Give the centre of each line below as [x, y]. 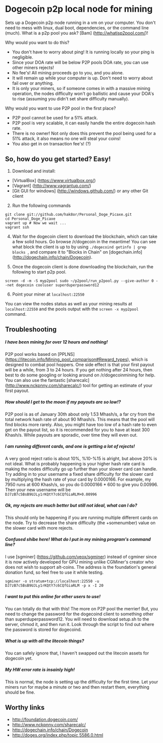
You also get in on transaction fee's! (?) [51, 143]
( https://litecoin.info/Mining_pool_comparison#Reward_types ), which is [76, 360]
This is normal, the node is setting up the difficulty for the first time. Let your [82, 682]
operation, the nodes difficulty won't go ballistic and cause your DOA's [83, 93]
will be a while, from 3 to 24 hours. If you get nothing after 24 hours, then [79, 370]
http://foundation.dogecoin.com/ [45, 719]
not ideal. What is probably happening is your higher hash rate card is [75, 464]
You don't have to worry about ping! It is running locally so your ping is [83, 52]
